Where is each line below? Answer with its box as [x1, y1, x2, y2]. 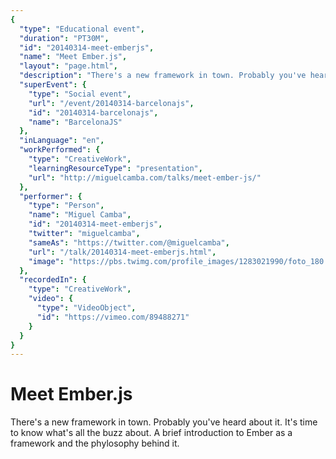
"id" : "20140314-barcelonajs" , [28, 107, 159, 118]
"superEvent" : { [19, 80, 87, 90]
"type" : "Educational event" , [19, 24, 145, 34]
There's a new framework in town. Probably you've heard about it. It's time [10, 416, 318, 428]
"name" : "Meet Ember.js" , [19, 52, 128, 62]
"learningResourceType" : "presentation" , [28, 163, 203, 173]
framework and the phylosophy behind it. [10, 437, 180, 450]
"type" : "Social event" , [28, 89, 132, 99]
